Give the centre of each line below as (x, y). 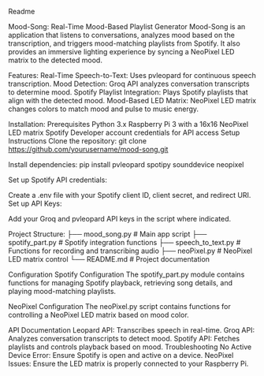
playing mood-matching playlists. (62, 291)
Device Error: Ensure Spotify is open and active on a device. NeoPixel (121, 355)
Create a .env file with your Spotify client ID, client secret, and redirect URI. (130, 195)
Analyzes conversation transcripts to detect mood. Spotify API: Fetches (124, 339)
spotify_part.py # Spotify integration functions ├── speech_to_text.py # (125, 242)
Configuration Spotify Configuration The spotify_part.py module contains (126, 274)
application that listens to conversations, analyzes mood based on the (121, 35)
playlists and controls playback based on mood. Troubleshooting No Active (130, 347)
